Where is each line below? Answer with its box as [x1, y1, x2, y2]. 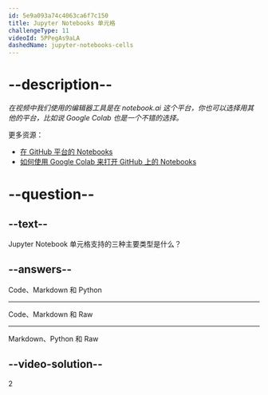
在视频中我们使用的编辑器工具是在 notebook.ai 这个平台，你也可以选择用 [8, 103, 247, 113]
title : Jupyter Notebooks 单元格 [8, 19, 116, 27]
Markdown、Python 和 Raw [8, 334, 99, 343]
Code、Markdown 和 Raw [8, 309, 93, 319]
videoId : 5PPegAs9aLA [8, 34, 81, 42]
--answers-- [8, 263, 72, 276]
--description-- [8, 76, 113, 94]
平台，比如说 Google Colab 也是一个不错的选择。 [22, 113, 183, 123]
